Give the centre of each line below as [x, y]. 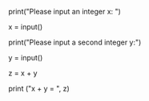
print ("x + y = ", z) [39, 88]
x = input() [26, 27]
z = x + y [23, 73]
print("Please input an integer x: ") [65, 12]
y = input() [26, 58]
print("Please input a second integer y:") [75, 42]
